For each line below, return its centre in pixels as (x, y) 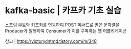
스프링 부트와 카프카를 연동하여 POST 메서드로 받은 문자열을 (62, 25)
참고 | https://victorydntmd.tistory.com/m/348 (51, 41)
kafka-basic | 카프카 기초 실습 (63, 10)
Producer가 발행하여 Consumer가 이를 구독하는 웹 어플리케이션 (66, 31)
